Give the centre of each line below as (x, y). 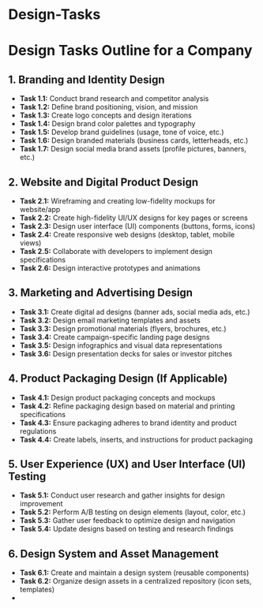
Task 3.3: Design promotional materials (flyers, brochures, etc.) (123, 328)
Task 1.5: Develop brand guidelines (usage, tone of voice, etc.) (122, 132)
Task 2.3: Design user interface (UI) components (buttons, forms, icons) (137, 226)
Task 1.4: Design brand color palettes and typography (107, 124)
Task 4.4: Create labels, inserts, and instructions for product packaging (136, 439)
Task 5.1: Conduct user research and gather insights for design (122, 495)
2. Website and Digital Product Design (103, 182)
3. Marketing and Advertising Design (101, 293)
